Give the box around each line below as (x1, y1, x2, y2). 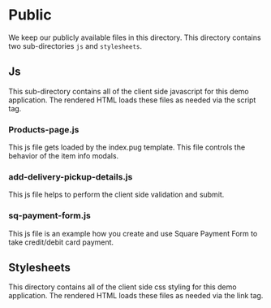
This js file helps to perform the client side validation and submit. (8, 189, 225, 200)
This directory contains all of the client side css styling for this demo (8, 282, 237, 292)
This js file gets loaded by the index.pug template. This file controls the (8, 142, 246, 152)
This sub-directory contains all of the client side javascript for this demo (8, 86, 249, 96)
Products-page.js (8, 124, 80, 135)
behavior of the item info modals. (8, 151, 119, 161)
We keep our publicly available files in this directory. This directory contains (8, 33, 261, 42)
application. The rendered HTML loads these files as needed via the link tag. (8, 291, 264, 301)
